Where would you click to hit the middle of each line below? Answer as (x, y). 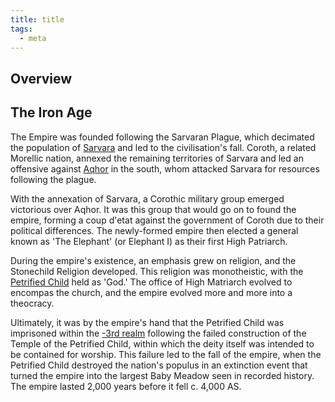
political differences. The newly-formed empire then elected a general (154, 230)
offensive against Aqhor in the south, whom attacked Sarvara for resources (165, 168)
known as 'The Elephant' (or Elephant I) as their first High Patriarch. (149, 241)
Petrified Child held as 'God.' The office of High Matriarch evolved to (151, 282)
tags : (21, 29)
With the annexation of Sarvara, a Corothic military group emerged (147, 198)
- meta (33, 38)
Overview (41, 78)
